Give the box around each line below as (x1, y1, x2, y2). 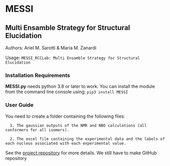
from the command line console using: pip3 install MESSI (5, 89, 128, 95)
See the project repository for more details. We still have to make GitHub (5, 150, 157, 156)
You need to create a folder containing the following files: (5, 113, 126, 119)
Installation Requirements (5, 72, 70, 79)
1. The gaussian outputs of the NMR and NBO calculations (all (10, 123, 147, 128)
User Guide (5, 101, 34, 108)
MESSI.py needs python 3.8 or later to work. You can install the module (5, 84, 155, 90)
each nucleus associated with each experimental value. (5, 141, 126, 146)
